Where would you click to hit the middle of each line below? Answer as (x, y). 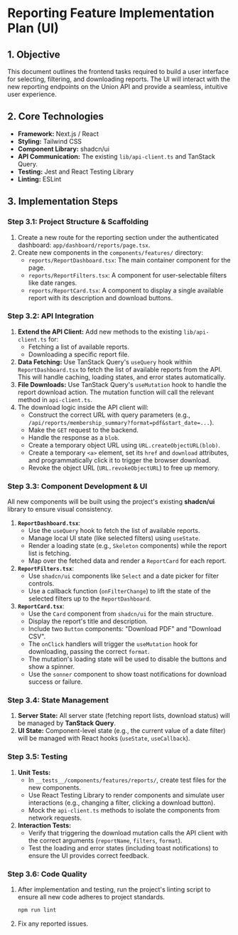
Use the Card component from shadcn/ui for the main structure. (121, 614)
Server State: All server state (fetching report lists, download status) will (124, 716)
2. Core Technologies (56, 116)
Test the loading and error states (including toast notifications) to (123, 847)
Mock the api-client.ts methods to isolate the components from (124, 810)
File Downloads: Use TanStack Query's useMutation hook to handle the (122, 384)
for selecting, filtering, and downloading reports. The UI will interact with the (119, 79)
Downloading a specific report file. (79, 354)
